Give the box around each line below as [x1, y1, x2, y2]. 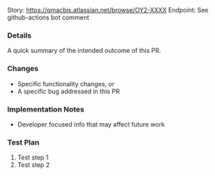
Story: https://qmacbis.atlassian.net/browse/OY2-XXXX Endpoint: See [7, 6, 209, 14]
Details [7, 31, 32, 40]
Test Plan [7, 137, 40, 147]
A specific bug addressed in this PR [17, 87, 120, 95]
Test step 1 [17, 153, 49, 162]
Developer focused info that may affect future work [17, 120, 165, 128]
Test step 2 [17, 161, 50, 169]
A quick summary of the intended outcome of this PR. [7, 47, 162, 55]
